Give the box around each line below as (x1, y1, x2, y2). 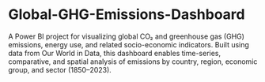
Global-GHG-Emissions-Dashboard (8, 6, 245, 24)
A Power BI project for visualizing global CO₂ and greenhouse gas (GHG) (8, 32, 245, 41)
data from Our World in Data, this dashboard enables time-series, (8, 48, 221, 58)
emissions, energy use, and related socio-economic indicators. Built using (8, 39, 249, 49)
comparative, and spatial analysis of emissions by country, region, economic (8, 57, 258, 66)
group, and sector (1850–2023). (8, 65, 112, 74)
